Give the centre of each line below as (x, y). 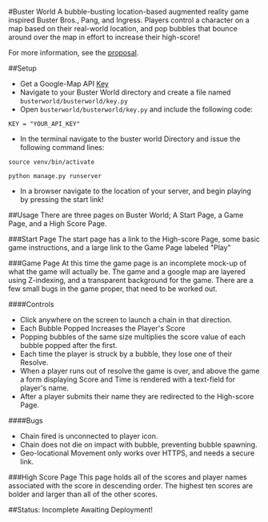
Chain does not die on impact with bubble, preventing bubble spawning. (138, 445)
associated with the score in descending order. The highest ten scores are (131, 486)
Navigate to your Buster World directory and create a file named (125, 92)
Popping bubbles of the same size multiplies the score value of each (132, 337)
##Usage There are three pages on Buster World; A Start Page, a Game (126, 215)
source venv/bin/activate (51, 162)
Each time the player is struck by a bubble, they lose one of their (126, 354)
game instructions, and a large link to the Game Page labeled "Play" (120, 247)
